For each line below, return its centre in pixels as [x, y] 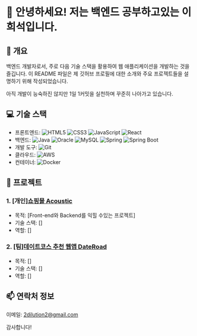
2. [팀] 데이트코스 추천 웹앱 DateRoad [57, 247]
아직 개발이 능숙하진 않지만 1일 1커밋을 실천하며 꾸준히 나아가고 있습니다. [90, 94]
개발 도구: [26, 147]
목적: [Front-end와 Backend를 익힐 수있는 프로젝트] [75, 215]
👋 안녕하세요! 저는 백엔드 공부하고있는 [93, 12]
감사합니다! [19, 327]
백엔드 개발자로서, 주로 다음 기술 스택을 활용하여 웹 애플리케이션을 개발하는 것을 [98, 66]
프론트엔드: [28, 132]
